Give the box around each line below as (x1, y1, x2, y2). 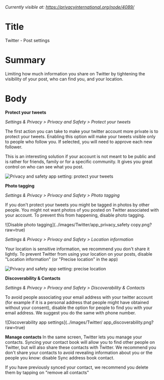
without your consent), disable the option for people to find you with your (5, 305, 153, 310)
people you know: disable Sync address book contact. (5, 355, 115, 360)
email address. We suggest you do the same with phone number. (5, 309, 136, 315)
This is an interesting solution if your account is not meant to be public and (5, 153, 156, 159)
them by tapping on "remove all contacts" (5, 369, 89, 375)
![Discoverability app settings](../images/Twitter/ (5, 319, 103, 325)
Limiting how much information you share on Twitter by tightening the (5, 71, 145, 76)
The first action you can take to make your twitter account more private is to (5, 128, 159, 134)
